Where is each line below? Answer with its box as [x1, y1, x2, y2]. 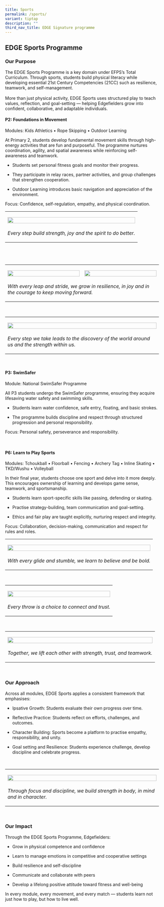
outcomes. [12, 720, 34, 726]
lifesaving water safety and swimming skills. [5, 396, 94, 401]
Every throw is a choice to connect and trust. [7, 603, 111, 610]
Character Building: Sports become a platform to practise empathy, [12, 729, 147, 735]
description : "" [5, 21, 38, 26]
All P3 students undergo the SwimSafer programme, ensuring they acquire [5, 390, 155, 396]
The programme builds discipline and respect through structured [12, 414, 143, 420]
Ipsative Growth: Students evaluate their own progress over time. [12, 705, 143, 711]
